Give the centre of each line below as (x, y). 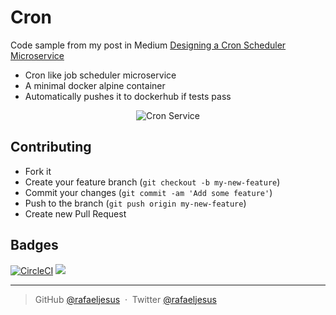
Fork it (38, 171)
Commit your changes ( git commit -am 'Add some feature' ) (148, 192)
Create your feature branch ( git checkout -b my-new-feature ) (152, 182)
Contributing (51, 147)
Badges (34, 245)
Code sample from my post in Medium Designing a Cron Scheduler (148, 45)
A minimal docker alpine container (95, 85)
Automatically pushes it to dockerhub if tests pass (128, 96)
